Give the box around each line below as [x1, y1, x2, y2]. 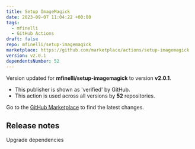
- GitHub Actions [11, 31, 55, 37]
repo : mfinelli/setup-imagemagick [6, 42, 92, 48]
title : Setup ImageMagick [6, 8, 70, 15]
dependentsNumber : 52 [6, 58, 60, 64]
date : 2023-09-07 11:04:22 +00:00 [6, 14, 92, 20]
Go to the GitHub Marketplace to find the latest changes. [6, 103, 144, 111]
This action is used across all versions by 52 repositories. [14, 92, 155, 99]
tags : [6, 20, 20, 25]
